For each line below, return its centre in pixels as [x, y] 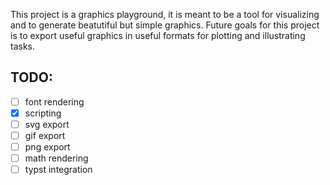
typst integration [58, 170]
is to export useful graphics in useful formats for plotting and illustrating [158, 35]
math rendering [56, 158]
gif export [45, 135]
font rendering [54, 101]
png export [47, 147]
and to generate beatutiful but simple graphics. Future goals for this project [165, 25]
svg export [47, 124]
